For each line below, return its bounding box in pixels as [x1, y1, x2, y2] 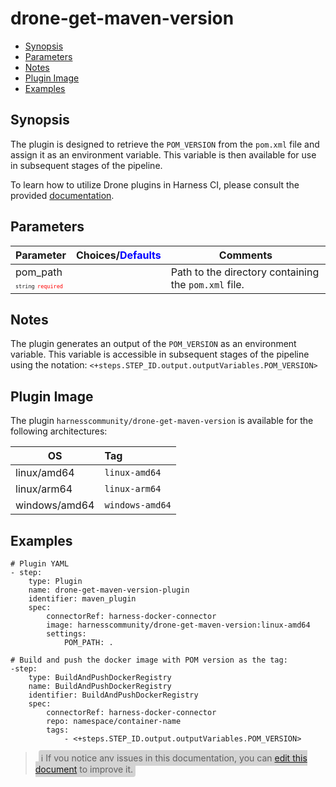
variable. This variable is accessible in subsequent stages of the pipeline [10, 348, 310, 361]
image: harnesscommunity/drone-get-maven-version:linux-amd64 [46, 620, 311, 630]
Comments [218, 248, 273, 262]
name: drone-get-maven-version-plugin [28, 585, 190, 595]
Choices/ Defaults [75, 248, 162, 262]
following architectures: [10, 425, 108, 437]
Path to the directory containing [170, 265, 320, 279]
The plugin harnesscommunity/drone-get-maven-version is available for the [10, 415, 314, 427]
